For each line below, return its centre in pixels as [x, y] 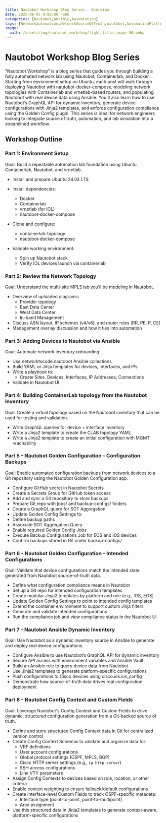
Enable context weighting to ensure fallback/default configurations [80, 789]
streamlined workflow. [28, 124]
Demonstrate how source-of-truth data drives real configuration [77, 682]
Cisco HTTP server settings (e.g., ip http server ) [70, 762]
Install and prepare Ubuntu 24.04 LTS [50, 179]
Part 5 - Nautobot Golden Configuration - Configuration [73, 456]
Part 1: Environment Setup [37, 153]
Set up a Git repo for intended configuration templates [67, 590]
